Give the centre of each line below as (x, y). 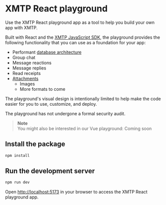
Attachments (25, 78)
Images (27, 84)
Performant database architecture (47, 52)
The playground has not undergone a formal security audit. (65, 113)
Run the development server (50, 171)
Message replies (29, 68)
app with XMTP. (22, 27)
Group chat (24, 57)
